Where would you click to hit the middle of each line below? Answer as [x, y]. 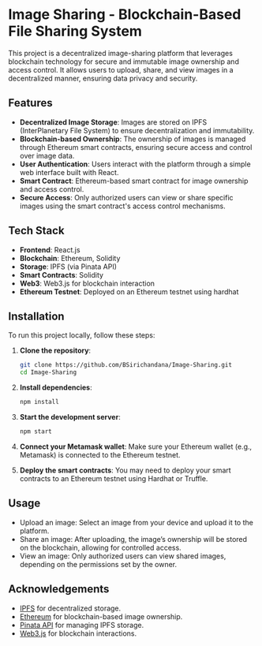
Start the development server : [70, 417]
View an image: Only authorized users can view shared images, [123, 556]
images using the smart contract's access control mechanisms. [123, 206]
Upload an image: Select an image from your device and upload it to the [137, 522]
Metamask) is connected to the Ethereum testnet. [100, 454]
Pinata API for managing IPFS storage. [82, 625]
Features [30, 103]
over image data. [47, 155]
